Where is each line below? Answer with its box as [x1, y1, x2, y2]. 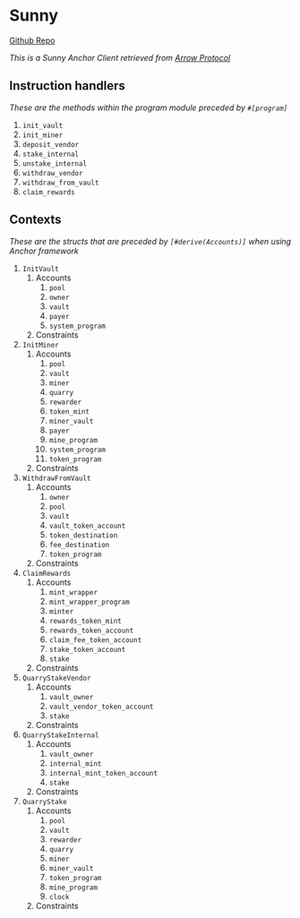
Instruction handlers [9, 78, 125, 94]
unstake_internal [21, 159, 88, 168]
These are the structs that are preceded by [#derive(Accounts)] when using [9, 236, 292, 246]
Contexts [9, 212, 62, 227]
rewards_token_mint [48, 616, 123, 625]
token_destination [48, 530, 118, 540]
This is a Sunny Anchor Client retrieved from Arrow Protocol [9, 52, 231, 63]
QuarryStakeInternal [21, 731, 99, 740]
